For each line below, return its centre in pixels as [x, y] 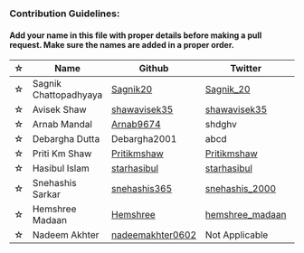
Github [154, 69]
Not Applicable [237, 235]
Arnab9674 [136, 125]
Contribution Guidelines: [65, 14]
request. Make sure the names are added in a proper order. [122, 44]
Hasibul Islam [61, 168]
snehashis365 [142, 189]
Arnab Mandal [62, 125]
